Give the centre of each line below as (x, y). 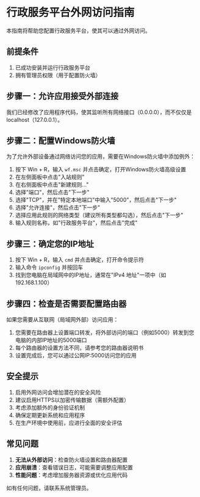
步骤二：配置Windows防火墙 (61, 141)
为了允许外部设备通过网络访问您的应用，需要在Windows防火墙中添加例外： (101, 157)
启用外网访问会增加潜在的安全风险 (58, 392)
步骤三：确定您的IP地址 (50, 244)
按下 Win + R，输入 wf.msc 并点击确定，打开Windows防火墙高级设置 (101, 170)
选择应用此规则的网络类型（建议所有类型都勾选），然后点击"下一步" (99, 215)
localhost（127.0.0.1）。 (35, 120)
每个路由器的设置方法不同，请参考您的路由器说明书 (79, 348)
